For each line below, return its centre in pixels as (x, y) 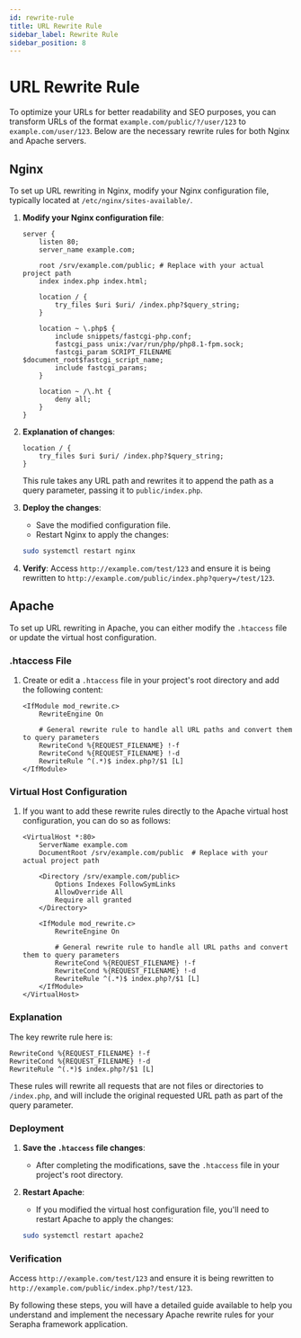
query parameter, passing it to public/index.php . (113, 490)
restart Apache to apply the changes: (104, 1218)
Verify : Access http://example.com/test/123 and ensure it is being (146, 568)
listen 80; (59, 242)
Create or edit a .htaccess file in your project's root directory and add (151, 680)
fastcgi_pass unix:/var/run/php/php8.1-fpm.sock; (150, 344)
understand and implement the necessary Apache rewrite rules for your (142, 1315)
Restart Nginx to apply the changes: (102, 535)
